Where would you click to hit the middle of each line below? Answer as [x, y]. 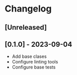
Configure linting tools [35, 62]
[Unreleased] [26, 27]
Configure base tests [34, 67]
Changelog [28, 9]
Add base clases [29, 56]
